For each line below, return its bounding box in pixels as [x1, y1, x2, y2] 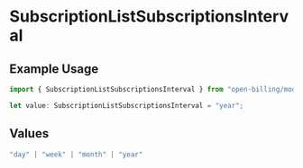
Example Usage [9, 61, 99, 76]
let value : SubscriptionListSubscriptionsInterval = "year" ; [9, 101, 244, 110]
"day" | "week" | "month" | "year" [9, 150, 143, 159]
